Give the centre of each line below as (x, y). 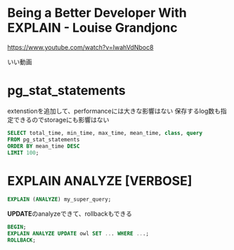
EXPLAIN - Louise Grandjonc (92, 28)
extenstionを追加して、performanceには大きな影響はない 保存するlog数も (114, 111)
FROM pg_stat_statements (44, 139)
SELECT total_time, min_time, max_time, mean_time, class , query (105, 133)
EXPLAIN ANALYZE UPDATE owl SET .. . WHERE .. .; (78, 234)
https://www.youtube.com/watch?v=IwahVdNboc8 (80, 47)
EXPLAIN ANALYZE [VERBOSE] (100, 181)
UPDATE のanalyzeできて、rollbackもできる (70, 214)
